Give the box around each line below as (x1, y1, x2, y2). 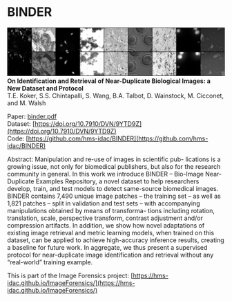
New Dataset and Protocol (7, 84, 84, 93)
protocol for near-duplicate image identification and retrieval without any (7, 250, 214, 259)
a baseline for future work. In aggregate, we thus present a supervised (7, 244, 208, 252)
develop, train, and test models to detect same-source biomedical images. (7, 185, 219, 193)
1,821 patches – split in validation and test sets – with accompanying (7, 199, 200, 208)
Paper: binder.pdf (7, 112, 57, 121)
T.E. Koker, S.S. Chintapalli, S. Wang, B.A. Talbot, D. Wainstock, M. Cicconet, (7, 91, 224, 100)
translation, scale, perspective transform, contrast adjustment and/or (7, 214, 204, 222)
